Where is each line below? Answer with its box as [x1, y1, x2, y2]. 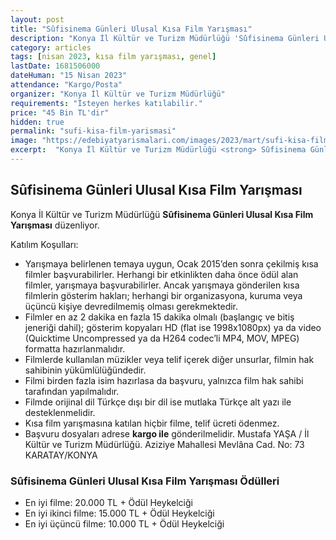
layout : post [10, 14, 65, 25]
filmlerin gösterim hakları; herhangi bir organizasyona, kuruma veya [24, 289, 303, 301]
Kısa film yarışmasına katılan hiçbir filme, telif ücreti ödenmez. [24, 417, 280, 429]
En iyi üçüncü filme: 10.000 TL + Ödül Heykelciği [24, 517, 225, 530]
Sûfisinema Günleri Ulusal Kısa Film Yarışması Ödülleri [10, 474, 280, 488]
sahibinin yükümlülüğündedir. [24, 364, 147, 376]
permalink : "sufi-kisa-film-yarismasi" [10, 126, 177, 136]
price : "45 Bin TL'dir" [10, 107, 110, 118]
